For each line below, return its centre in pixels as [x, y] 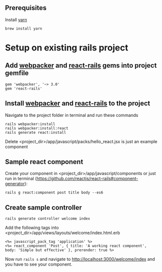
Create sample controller [44, 207]
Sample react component [44, 162]
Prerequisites [26, 8]
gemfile [17, 73]
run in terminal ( [21, 178]
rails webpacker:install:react [37, 128]
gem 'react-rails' [24, 88]
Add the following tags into [32, 228]
